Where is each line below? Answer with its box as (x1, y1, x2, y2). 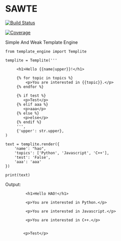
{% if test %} (16, 93, 46, 98)
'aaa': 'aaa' (14, 159, 42, 164)
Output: (5, 181, 21, 187)
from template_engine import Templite (5, 49, 87, 54)
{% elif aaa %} (16, 102, 49, 107)
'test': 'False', (14, 155, 51, 160)
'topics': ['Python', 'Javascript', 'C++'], (14, 150, 109, 155)
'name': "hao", (14, 146, 46, 151)
